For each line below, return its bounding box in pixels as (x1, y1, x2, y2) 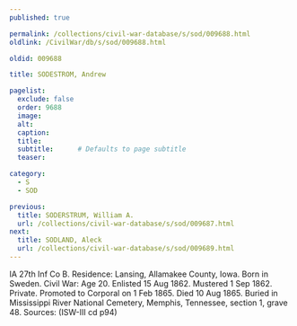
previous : (9, 202, 47, 211)
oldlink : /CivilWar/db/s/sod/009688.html (9, 38, 167, 47)
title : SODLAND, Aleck (17, 235, 102, 245)
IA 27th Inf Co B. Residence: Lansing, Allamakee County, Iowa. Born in (9, 269, 269, 279)
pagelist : (9, 86, 47, 95)
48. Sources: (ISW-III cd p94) (9, 306, 118, 317)
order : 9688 (17, 103, 63, 112)
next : (9, 227, 30, 236)
